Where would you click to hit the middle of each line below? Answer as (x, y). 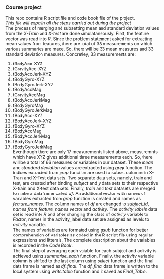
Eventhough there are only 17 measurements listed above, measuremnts (85, 152)
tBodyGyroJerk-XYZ (33, 85)
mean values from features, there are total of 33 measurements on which (79, 44)
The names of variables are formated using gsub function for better (80, 230)
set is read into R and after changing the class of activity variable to (81, 215)
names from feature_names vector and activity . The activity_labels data (85, 209)
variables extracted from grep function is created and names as (77, 199)
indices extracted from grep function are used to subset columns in (80, 173)
